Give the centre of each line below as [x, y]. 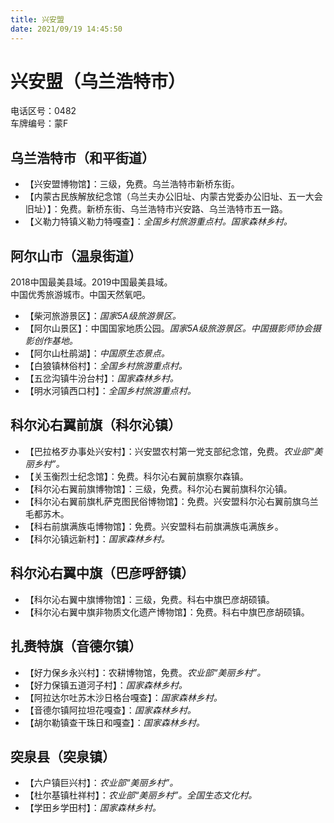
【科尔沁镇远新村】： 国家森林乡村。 [97, 538]
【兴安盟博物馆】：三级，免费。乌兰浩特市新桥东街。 [132, 184]
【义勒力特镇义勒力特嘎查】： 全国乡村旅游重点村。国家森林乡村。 [158, 222]
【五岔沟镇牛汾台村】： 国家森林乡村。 [101, 378]
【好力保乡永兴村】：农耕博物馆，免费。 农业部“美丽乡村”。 [145, 672]
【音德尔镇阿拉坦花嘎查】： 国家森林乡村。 [110, 710]
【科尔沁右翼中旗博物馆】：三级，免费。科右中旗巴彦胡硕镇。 [149, 599]
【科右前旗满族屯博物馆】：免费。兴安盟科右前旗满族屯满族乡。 [154, 526]
